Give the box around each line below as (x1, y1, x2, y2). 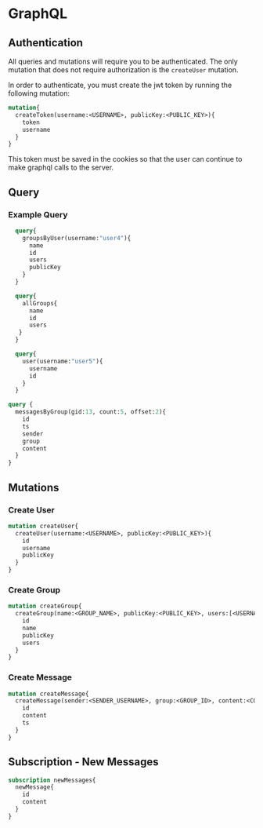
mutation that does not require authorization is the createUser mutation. (8, 65, 239, 75)
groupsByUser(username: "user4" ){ (22, 234, 131, 242)
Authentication (8, 36, 84, 49)
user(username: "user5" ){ (22, 357, 103, 365)
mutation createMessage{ (8, 690, 89, 698)
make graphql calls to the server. (8, 162, 114, 173)
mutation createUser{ (8, 522, 79, 530)
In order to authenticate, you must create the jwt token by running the (8, 80, 232, 89)
